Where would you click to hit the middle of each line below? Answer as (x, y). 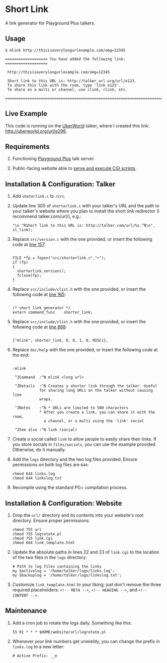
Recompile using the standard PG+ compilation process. (70, 488)
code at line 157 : (29, 245)
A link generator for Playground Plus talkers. (50, 23)
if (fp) (20, 263)
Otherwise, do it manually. (39, 450)
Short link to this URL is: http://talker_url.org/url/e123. (72, 81)
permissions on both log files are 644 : (50, 465)
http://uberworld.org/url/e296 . (36, 131)
